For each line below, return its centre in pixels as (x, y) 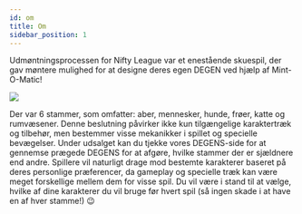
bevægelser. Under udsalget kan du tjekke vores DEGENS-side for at (138, 143)
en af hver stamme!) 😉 (52, 201)
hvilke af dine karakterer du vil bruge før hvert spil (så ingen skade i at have (150, 191)
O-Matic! (26, 80)
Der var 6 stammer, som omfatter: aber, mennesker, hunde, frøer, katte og (147, 114)
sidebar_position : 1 (49, 34)
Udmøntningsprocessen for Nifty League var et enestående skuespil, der (146, 61)
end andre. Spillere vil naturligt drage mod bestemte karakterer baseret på (148, 162)
